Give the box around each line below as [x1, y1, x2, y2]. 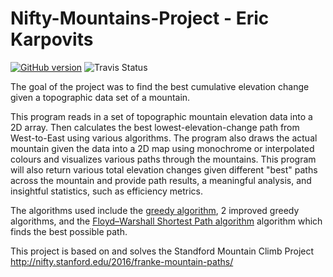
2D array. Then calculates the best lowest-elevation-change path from [10, 121, 300, 133]
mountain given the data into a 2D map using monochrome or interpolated [10, 142, 315, 154]
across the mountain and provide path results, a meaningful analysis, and [10, 174, 312, 186]
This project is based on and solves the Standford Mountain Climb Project [10, 245, 315, 257]
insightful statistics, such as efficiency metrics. [10, 185, 203, 197]
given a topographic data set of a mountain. [10, 91, 191, 103]
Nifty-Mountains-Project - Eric [10, 7, 270, 30]
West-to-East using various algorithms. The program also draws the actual [10, 132, 318, 144]
